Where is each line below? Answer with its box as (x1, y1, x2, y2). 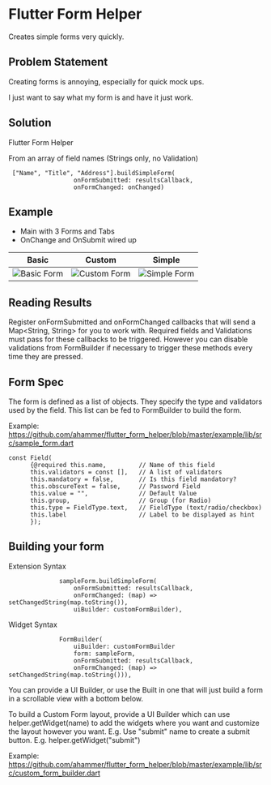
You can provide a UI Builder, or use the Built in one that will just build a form (8, 684, 264, 694)
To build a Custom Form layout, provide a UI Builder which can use (8, 709, 231, 719)
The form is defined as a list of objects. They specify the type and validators (8, 397, 263, 406)
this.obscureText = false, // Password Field (29, 483, 201, 491)
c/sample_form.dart (8, 439, 74, 448)
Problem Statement (8, 55, 108, 69)
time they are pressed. (8, 352, 83, 362)
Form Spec (8, 375, 65, 389)
